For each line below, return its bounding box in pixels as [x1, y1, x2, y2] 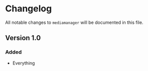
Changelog [5, 3, 52, 14]
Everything [12, 60, 35, 66]
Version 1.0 [5, 34, 41, 42]
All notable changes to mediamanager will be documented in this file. [5, 19, 143, 25]
